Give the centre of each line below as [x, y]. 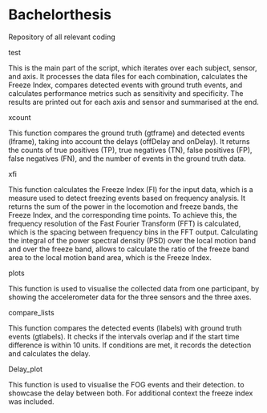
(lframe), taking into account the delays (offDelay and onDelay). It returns [129, 141]
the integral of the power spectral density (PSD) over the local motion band [132, 240]
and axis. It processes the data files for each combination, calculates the [128, 76]
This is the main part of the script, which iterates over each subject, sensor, [133, 68]
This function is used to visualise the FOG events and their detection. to [126, 384]
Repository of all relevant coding [62, 37]
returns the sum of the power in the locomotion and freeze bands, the [123, 206]
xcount [20, 117]
